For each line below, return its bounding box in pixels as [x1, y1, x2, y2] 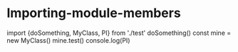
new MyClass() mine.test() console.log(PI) [6, 36, 130, 44]
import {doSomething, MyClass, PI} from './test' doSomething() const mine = [6, 28, 232, 37]
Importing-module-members [6, 5, 181, 21]
